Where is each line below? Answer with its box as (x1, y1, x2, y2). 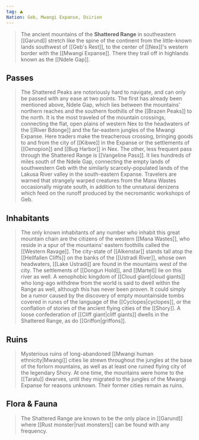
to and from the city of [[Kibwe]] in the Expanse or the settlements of (20, 139, 190, 146)
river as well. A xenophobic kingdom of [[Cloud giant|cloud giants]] (20, 273, 185, 280)
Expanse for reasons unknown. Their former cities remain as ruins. (20, 381, 184, 389)
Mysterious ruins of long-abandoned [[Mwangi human (20, 350, 154, 357)
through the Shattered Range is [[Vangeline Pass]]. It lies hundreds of (20, 152, 191, 159)
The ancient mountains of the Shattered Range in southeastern (20, 30, 176, 37)
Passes (6, 72, 34, 83)
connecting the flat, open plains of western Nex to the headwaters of (20, 120, 190, 128)
